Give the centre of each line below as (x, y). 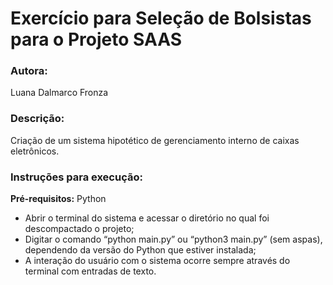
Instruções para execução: (76, 177)
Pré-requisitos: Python (58, 199)
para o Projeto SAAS (96, 39)
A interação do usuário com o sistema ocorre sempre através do (157, 261)
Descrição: (37, 119)
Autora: (29, 71)
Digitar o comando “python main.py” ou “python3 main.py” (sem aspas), (173, 239)
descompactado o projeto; (79, 229)
